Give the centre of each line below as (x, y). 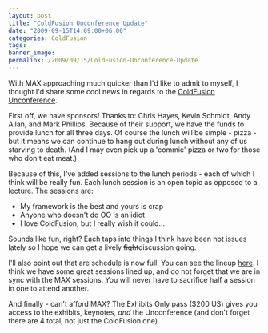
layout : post (30, 16)
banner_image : (32, 53)
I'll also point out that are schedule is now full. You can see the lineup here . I (134, 263)
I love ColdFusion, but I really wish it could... (92, 223)
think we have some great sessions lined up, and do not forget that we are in (134, 271)
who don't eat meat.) (43, 158)
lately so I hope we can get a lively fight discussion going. (102, 247)
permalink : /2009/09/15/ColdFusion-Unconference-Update (103, 61)
